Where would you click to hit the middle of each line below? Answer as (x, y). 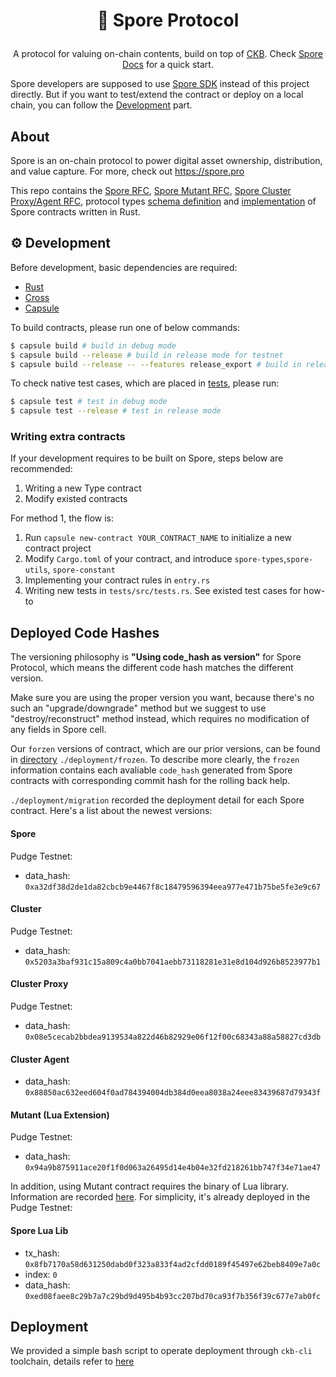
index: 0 (41, 1274)
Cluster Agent (40, 1059)
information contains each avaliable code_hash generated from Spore (151, 770)
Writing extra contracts (68, 437)
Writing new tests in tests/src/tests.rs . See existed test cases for (163, 591)
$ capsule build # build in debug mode (93, 345)
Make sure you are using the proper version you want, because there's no (162, 698)
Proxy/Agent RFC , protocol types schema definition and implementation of (163, 201)
